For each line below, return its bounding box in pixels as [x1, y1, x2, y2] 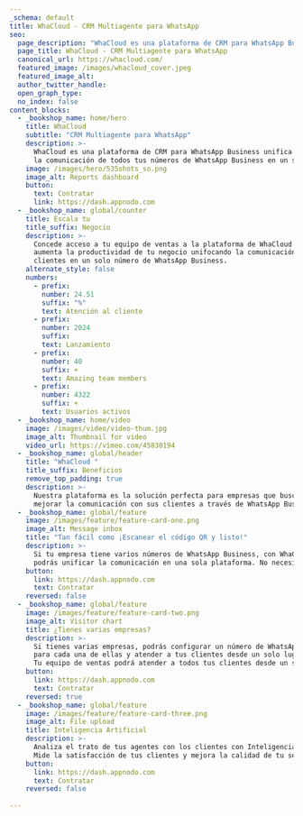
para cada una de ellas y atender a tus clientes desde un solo [32, 650, 280, 659]
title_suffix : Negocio [25, 223, 111, 232]
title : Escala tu [25, 214, 91, 224]
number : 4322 [41, 390, 91, 399]
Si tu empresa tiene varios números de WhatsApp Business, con [32, 549, 277, 559]
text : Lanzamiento [41, 340, 111, 349]
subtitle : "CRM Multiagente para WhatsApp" [25, 131, 192, 140]
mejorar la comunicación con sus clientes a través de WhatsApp [32, 500, 280, 509]
